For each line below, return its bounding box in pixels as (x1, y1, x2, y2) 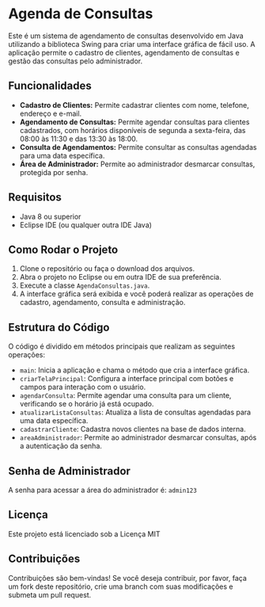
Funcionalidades (8, 79, 93, 93)
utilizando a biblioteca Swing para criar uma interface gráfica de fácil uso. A (8, 39, 256, 48)
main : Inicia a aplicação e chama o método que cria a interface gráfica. (19, 365, 250, 375)
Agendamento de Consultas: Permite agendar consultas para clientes (19, 116, 250, 127)
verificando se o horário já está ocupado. (19, 399, 154, 409)
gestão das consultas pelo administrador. (8, 56, 143, 66)
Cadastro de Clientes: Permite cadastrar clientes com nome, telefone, (19, 100, 249, 109)
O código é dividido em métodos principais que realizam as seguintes (8, 342, 236, 351)
